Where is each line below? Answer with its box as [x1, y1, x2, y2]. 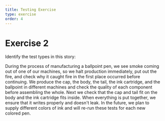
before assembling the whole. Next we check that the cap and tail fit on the [5, 90, 158, 95]
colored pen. [5, 110, 31, 116]
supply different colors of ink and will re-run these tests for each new [5, 105, 146, 111]
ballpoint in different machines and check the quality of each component [5, 84, 153, 90]
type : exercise [5, 12, 36, 17]
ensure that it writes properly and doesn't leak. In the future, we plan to [5, 100, 150, 106]
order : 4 [5, 16, 23, 21]
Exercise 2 [5, 37, 49, 49]
